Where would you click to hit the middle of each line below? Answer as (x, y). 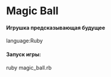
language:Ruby (25, 41)
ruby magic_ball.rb (29, 68)
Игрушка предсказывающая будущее (56, 27)
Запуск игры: (24, 54)
